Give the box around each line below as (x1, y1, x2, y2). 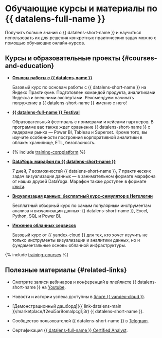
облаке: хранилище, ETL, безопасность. (12, 139, 96, 145)
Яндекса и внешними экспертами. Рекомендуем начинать (12, 94, 134, 100)
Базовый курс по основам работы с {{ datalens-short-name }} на (12, 84, 146, 90)
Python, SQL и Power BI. (12, 213, 62, 219)
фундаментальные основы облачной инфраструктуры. (12, 242, 126, 248)
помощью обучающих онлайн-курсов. (5, 40, 85, 45)
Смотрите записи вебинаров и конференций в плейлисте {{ (12, 279, 137, 285)
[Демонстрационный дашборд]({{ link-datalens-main (12, 303, 122, 309)
